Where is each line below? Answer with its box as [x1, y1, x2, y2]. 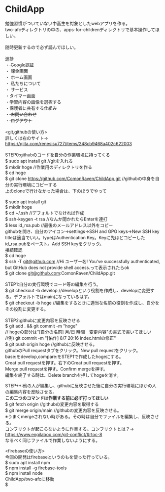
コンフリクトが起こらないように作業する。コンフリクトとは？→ [5, 426, 134, 432]
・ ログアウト [5, 117, 33, 123]
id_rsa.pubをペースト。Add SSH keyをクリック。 [5, 241, 104, 247]
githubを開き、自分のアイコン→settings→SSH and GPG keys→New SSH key [5, 228, 160, 234]
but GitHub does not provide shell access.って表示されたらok [5, 265, 130, 270]
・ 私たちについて [5, 80, 41, 86]
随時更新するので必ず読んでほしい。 [5, 44, 79, 50]
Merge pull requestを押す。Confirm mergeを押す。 [5, 366, 108, 372]
